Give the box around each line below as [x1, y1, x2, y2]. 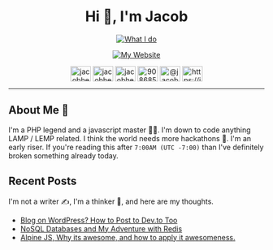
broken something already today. [8, 150, 119, 161]
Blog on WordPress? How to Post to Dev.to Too [19, 215, 178, 225]
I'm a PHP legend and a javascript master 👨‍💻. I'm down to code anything [8, 125, 251, 135]
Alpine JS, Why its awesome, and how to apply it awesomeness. [19, 232, 236, 242]
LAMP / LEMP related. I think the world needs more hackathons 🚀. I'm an [8, 133, 252, 143]
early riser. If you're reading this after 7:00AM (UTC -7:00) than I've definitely [8, 142, 264, 152]
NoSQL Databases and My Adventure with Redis [19, 223, 183, 234]
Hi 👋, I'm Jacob [84, 7, 188, 26]
